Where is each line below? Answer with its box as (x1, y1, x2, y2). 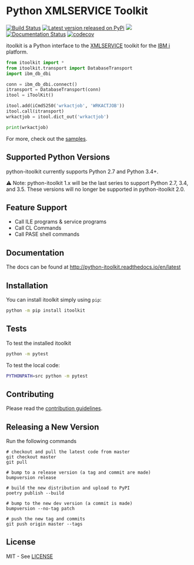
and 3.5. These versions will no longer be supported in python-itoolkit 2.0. (6, 186, 185, 193)
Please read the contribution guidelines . (6, 405, 103, 412)
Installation (6, 280, 48, 290)
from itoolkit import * (6, 60, 65, 65)
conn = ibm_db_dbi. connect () (6, 81, 78, 87)
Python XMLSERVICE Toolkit (6, 4, 148, 18)
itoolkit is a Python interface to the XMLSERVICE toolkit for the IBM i (6, 42, 170, 49)
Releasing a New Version (6, 422, 99, 432)
